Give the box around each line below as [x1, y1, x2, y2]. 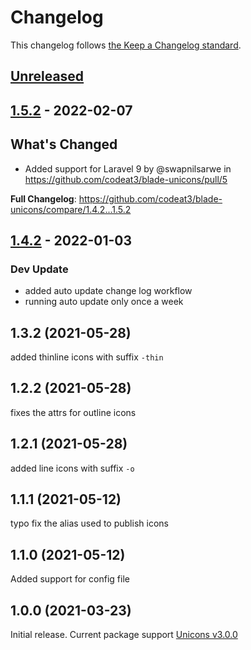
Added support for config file [10, 573, 130, 585]
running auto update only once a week [24, 296, 184, 308]
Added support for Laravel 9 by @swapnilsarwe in [24, 162, 232, 175]
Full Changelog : [10, 192, 77, 205]
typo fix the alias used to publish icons [10, 517, 169, 530]
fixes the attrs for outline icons [10, 406, 137, 418]
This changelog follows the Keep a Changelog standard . [10, 39, 242, 51]
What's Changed [10, 136, 118, 153]
